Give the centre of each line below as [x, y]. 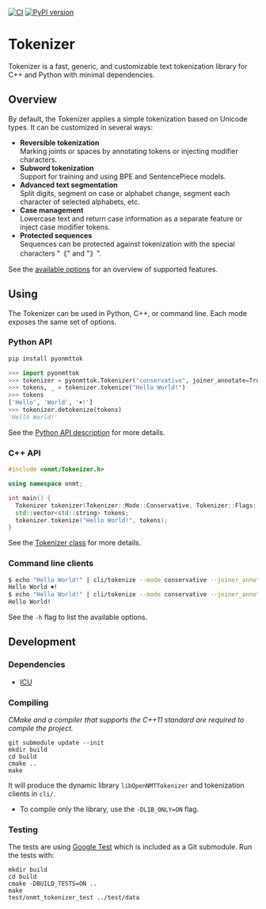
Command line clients [51, 564]
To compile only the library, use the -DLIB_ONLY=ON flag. [109, 809]
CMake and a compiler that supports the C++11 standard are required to [126, 720]
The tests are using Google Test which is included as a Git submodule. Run [130, 847]
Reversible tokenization [59, 142]
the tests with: [31, 855]
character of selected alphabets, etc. [80, 202]
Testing [23, 830]
